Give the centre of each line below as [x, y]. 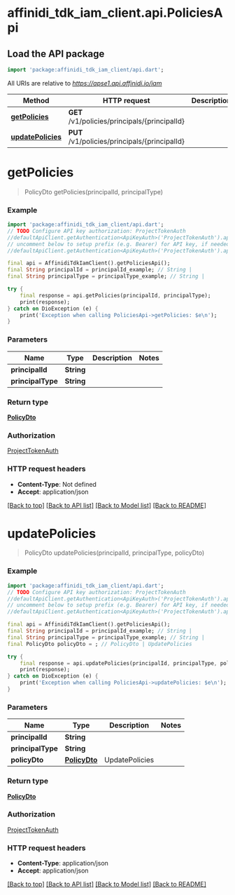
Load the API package [56, 54]
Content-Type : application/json [63, 863]
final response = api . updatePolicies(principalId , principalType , [119, 663]
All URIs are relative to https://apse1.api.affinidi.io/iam [85, 83]
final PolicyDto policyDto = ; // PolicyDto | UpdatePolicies [100, 644]
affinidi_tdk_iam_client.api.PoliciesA [115, 13]
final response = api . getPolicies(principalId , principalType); [115, 295]
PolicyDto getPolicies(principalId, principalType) [93, 191]
